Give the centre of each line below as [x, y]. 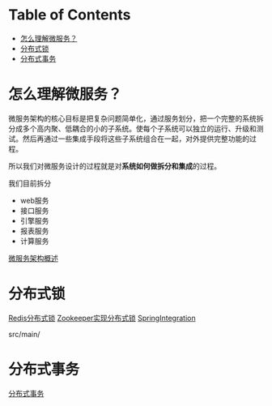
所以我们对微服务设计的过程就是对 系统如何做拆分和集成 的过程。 [115, 166]
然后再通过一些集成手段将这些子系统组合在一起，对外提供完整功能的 [136, 139]
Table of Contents [70, 15]
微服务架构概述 [33, 258]
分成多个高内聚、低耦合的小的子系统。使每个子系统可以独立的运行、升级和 [132, 128]
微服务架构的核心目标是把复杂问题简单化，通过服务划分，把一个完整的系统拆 [136, 118]
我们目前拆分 [30, 183]
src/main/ [24, 334]
